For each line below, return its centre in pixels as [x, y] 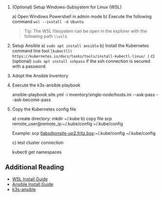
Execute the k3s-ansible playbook [46, 85]
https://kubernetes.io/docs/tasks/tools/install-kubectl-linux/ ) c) [83, 56]
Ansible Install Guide [33, 184]
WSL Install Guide [30, 179]
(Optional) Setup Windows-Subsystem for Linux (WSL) [67, 7]
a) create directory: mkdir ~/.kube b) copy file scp [62, 118]
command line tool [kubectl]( [42, 51]
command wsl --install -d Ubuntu [48, 22]
